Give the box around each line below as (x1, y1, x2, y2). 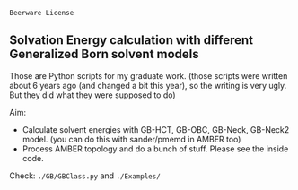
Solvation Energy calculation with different (9, 32, 254, 48)
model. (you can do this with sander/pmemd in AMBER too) (22, 134, 241, 144)
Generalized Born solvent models (9, 47, 199, 62)
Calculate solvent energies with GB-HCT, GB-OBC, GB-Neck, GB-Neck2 (22, 124, 290, 134)
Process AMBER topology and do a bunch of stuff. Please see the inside (22, 143, 289, 154)
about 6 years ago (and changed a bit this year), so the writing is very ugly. (9, 80, 287, 91)
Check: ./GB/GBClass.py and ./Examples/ (9, 170, 162, 181)
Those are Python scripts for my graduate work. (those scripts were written (9, 70, 288, 81)
